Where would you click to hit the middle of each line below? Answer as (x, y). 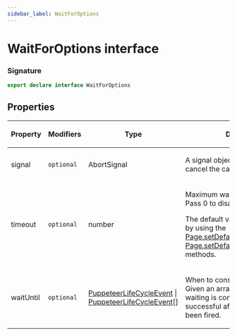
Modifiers (65, 134)
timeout (24, 224)
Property (26, 134)
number (101, 224)
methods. (201, 254)
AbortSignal (108, 164)
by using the (206, 228)
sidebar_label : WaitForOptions (53, 14)
